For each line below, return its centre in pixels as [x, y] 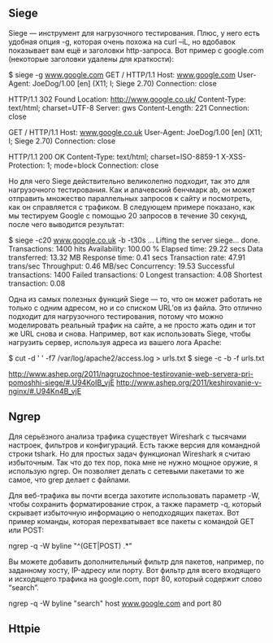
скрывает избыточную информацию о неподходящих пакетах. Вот [124, 513]
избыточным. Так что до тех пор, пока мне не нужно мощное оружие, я [133, 462]
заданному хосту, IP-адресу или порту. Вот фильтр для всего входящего [135, 570]
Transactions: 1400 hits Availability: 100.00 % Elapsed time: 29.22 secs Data [136, 248]
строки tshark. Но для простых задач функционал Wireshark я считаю [129, 453]
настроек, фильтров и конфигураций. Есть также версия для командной [134, 445]
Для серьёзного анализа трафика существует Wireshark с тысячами [128, 436]
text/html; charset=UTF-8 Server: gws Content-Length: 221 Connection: [129, 107]
